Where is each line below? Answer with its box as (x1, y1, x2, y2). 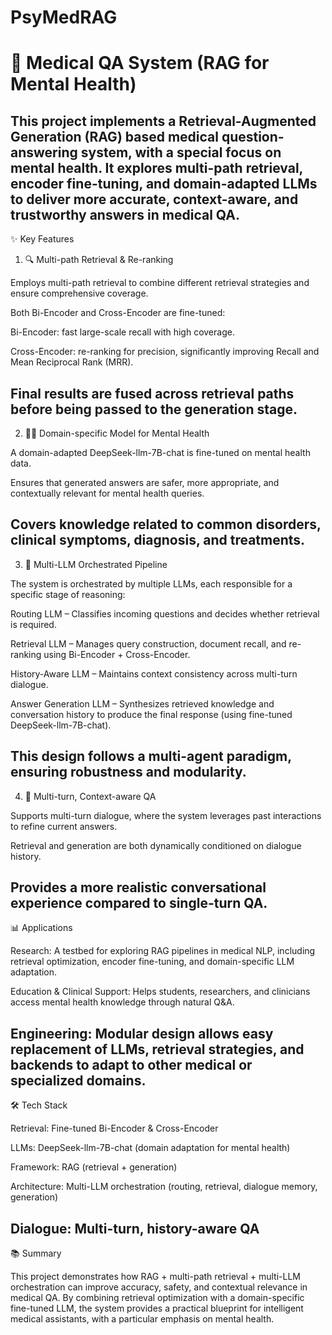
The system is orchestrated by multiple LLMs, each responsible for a (10, 577, 293, 590)
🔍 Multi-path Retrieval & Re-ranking (24, 254, 174, 266)
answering (10, 144, 78, 161)
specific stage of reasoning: (10, 588, 126, 600)
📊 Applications (10, 922, 73, 934)
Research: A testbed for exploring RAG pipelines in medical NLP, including (10, 945, 316, 957)
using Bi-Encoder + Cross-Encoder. (43, 648, 191, 660)
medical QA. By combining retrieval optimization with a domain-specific (10, 1292, 305, 1304)
